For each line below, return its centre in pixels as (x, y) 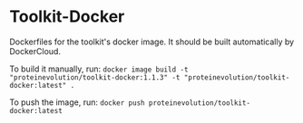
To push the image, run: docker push (77, 102)
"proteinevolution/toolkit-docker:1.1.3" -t (95, 77)
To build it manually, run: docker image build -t (99, 69)
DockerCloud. (35, 51)
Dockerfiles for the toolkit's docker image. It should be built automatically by (152, 42)
